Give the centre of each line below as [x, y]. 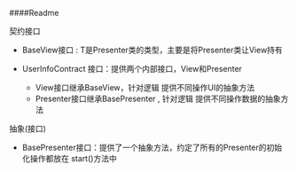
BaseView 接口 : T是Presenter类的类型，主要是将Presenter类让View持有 [152, 50]
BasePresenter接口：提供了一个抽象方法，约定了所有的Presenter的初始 [152, 147]
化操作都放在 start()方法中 [69, 158]
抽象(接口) [28, 129]
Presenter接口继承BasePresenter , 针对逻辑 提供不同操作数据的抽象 [158, 98]
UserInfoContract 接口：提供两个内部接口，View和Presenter [132, 69]
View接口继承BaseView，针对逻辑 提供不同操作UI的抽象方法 [145, 87]
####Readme [34, 13]
